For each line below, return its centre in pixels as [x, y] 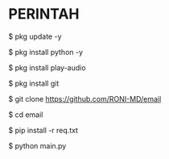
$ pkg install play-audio [47, 67]
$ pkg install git [34, 83]
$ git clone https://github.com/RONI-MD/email [85, 98]
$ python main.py [37, 145]
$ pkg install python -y [45, 52]
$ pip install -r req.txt [43, 130]
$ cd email [26, 115]
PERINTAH [44, 14]
